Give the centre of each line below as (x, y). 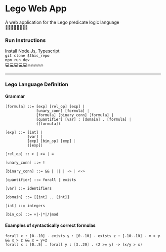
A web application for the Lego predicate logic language (62, 22)
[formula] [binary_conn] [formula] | (75, 115)
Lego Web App (36, 9)
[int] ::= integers (25, 206)
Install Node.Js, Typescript (32, 51)
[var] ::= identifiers (28, 189)
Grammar (15, 96)
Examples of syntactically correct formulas (50, 225)
